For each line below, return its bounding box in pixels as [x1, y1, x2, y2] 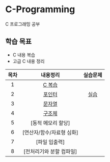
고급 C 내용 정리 [12, 58, 45, 64]
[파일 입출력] [36, 138, 65, 145]
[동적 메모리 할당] [30, 119, 70, 126]
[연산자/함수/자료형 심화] [22, 128, 78, 136]
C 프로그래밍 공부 [5, 21, 40, 27]
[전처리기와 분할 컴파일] [23, 148, 77, 155]
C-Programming [5, 4, 75, 15]
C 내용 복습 [12, 52, 36, 58]
